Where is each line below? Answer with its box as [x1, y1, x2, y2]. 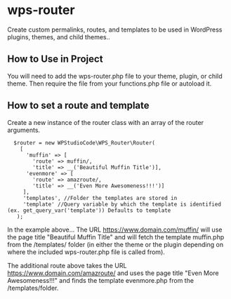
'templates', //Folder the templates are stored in [22, 194, 178, 201]
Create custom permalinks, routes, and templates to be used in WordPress [7, 25, 223, 34]
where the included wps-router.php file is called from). [7, 248, 165, 256]
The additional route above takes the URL [7, 261, 127, 270]
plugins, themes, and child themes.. [7, 32, 110, 41]
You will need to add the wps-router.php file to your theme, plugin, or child [7, 72, 223, 80]
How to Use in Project [7, 53, 103, 65]
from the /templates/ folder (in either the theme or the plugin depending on [7, 240, 223, 248]
